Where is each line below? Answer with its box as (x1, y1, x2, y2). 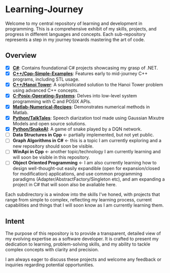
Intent (5, 217, 24, 225)
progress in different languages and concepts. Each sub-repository (5, 31, 146, 37)
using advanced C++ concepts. (12, 87, 79, 93)
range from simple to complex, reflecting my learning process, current (5, 197, 152, 203)
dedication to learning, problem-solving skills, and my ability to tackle (5, 241, 151, 247)
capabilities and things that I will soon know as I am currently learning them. (5, 202, 164, 209)
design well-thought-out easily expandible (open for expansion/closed (12, 165, 160, 172)
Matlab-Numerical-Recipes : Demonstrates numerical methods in (12, 104, 150, 110)
